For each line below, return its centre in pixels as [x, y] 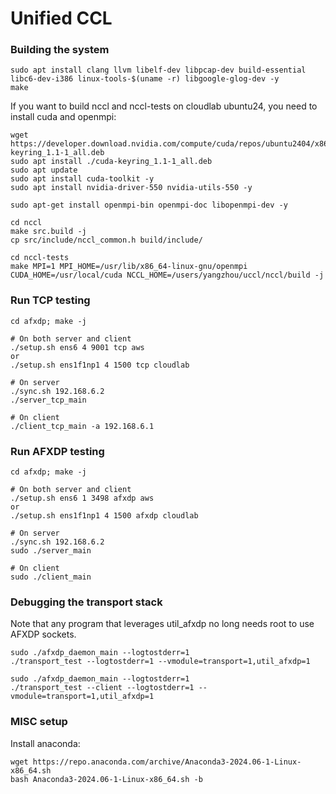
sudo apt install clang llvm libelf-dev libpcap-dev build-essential [158, 70]
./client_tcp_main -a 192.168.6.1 [82, 426]
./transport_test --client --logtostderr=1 [102, 688]
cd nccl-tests [40, 258]
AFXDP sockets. [43, 634]
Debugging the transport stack [86, 602]
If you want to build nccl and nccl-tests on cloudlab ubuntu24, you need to [164, 106]
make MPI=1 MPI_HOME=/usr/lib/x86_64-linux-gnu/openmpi [129, 267]
